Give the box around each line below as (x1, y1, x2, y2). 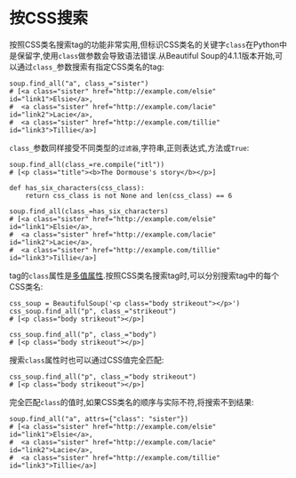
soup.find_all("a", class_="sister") (9, 79, 149, 88)
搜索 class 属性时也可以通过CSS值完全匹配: (9, 355, 164, 365)
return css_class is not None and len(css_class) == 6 (25, 191, 233, 200)
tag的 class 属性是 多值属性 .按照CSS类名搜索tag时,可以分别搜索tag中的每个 (9, 270, 280, 281)
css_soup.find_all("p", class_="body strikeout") (9, 372, 197, 381)
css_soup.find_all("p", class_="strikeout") (9, 307, 177, 315)
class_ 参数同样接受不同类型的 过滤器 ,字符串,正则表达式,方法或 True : (9, 142, 250, 153)
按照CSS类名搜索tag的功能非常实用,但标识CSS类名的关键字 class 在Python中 (9, 39, 287, 50)
